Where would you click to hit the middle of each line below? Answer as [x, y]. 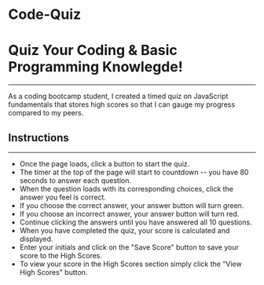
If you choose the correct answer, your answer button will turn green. [132, 205]
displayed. [36, 239]
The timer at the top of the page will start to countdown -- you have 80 [134, 172]
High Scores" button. [53, 272]
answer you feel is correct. [62, 197]
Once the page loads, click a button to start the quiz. [104, 163]
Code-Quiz [45, 15]
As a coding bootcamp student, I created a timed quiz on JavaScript [118, 97]
